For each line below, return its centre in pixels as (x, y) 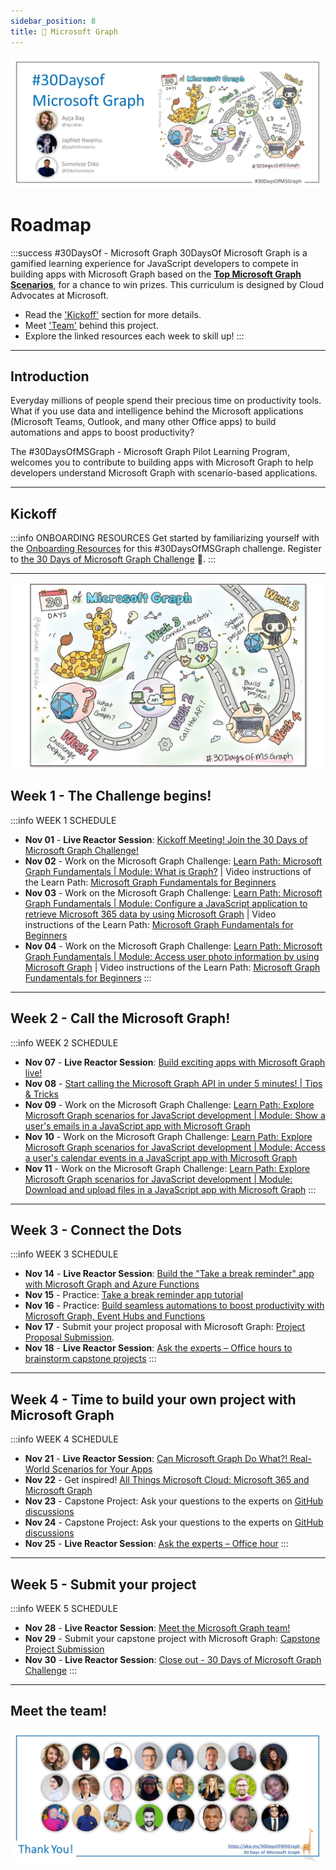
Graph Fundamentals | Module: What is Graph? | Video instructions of (168, 871)
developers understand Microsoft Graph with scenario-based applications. (164, 473)
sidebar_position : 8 (53, 21)
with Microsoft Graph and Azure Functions (112, 1284)
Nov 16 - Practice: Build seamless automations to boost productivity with (174, 1306)
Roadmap (51, 224)
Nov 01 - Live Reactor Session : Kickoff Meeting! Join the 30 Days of (166, 839)
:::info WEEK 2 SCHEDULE (64, 1042)
